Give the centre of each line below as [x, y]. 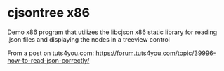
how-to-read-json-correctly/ [48, 60]
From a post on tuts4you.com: [51, 53]
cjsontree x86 [48, 13]
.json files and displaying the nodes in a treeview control [88, 39]
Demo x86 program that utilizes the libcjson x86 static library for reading [112, 32]
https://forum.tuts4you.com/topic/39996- [156, 53]
